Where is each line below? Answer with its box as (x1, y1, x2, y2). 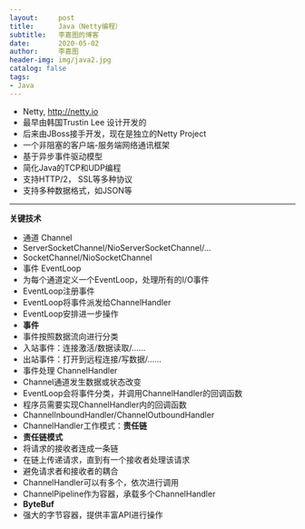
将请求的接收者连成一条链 (22, 443, 119, 454)
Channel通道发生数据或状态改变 (22, 376, 143, 387)
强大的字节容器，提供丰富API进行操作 (22, 509, 163, 520)
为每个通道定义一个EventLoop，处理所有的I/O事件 (22, 274, 210, 284)
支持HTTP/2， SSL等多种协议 (22, 174, 133, 185)
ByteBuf (22, 498, 54, 509)
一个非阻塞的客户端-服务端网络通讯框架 (22, 139, 171, 150)
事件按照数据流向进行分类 (22, 331, 119, 342)
